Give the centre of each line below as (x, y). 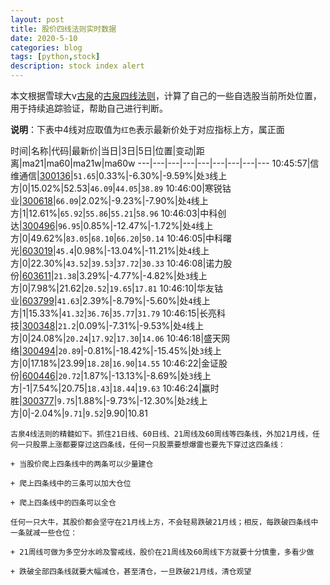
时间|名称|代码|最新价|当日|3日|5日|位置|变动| (103, 150)
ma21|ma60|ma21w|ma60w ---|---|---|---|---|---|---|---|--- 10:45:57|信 (170, 163)
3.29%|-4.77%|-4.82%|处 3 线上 (143, 275)
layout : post (37, 19)
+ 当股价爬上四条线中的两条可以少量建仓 (82, 464)
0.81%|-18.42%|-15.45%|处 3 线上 (154, 350)
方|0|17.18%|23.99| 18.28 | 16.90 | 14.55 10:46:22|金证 (115, 363)
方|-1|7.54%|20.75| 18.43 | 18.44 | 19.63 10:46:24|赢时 (115, 388)
